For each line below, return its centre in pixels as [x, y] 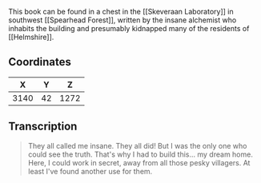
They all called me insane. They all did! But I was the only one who [137, 145]
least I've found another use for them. [90, 171]
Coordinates [40, 62]
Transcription [43, 127]
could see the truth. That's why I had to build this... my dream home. [141, 154]
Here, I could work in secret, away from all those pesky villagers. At [139, 162]
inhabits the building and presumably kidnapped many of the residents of [129, 28]
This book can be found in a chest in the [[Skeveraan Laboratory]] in [121, 12]
